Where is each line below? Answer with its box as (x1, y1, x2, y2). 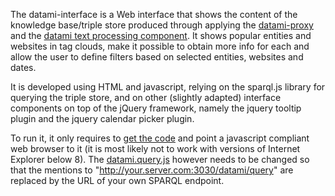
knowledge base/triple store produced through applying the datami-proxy (10, 19, 314, 31)
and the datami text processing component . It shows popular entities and (10, 30, 312, 41)
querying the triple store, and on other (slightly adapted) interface (10, 92, 282, 103)
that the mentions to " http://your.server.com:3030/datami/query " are (10, 164, 294, 176)
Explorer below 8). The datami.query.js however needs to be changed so (10, 154, 310, 165)
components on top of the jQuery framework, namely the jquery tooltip (10, 102, 302, 114)
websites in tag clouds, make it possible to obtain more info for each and (10, 40, 310, 52)
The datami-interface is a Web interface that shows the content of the (10, 9, 298, 20)
